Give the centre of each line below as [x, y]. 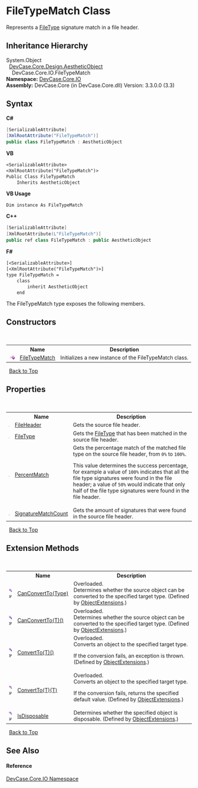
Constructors [31, 322]
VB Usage [19, 194]
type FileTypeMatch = [33, 275]
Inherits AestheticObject [49, 183]
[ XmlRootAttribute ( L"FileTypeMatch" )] [54, 234]
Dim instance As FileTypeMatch [44, 205]
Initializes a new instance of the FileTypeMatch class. [124, 358]
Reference [19, 766]
